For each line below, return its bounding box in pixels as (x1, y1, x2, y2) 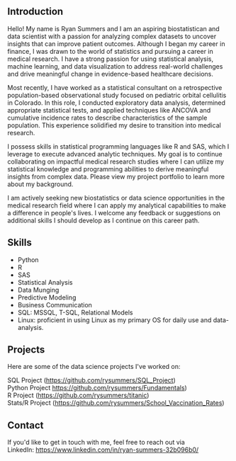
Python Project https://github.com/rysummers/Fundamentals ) (7, 384, 188, 392)
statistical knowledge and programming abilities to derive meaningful (7, 164, 209, 173)
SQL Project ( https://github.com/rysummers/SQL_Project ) (7, 376, 176, 385)
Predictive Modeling (17, 293, 77, 302)
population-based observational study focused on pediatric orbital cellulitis (7, 91, 227, 99)
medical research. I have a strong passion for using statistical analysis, (7, 55, 214, 63)
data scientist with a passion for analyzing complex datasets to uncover (7, 32, 217, 40)
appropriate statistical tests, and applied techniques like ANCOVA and (7, 106, 211, 114)
